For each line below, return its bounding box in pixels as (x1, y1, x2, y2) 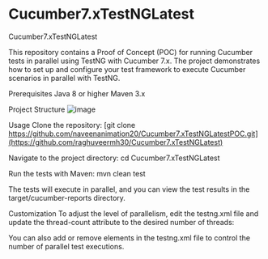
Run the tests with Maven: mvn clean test (8, 168, 146, 178)
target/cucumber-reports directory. (8, 193, 125, 202)
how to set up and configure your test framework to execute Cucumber (8, 64, 246, 74)
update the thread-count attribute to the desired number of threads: (8, 217, 235, 227)
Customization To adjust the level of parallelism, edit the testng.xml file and (8, 208, 259, 219)
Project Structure (8, 104, 66, 114)
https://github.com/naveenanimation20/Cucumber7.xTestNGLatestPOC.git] (8, 129, 258, 138)
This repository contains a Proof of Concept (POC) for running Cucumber (8, 47, 253, 57)
